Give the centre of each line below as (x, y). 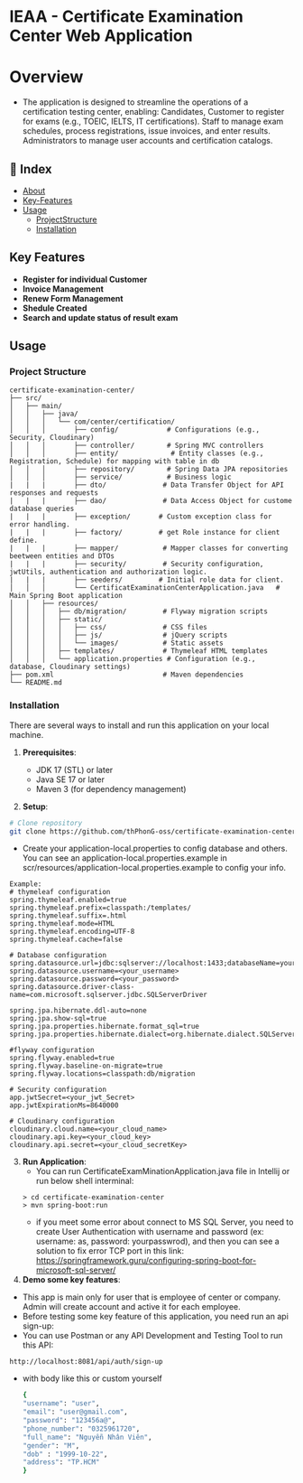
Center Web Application (101, 36)
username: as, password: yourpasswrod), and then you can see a (157, 1241)
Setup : (35, 807)
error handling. (40, 525)
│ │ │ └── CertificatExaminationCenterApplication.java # (145, 588)
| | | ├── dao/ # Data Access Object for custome (151, 501)
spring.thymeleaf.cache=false (66, 940)
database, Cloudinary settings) (70, 667)
